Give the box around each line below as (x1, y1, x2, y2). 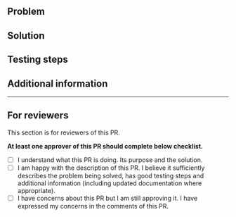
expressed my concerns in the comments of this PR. (17, 201, 169, 210)
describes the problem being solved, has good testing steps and (17, 171, 204, 180)
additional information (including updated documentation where (17, 179, 202, 187)
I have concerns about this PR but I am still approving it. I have (17, 194, 198, 202)
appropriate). (17, 186, 56, 194)
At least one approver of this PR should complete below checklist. (7, 142, 204, 150)
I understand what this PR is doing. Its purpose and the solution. (17, 155, 203, 164)
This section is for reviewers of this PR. (7, 128, 121, 137)
